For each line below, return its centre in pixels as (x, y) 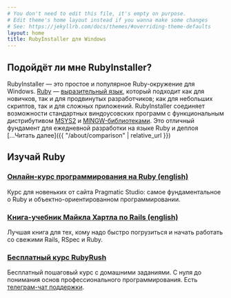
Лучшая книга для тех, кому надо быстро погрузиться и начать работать (115, 232)
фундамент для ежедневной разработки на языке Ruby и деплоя (103, 128)
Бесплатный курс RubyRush (57, 257)
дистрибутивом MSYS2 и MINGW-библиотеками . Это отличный (101, 120)
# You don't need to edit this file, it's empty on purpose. (97, 13)
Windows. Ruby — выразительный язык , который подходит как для (106, 91)
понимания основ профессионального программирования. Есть (102, 280)
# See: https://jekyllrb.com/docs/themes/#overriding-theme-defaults (109, 26)
